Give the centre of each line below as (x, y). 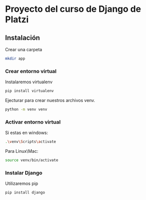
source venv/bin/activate (32, 160)
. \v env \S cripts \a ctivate (31, 142)
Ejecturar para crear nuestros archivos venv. (50, 100)
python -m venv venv (26, 109)
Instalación (23, 38)
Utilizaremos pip (22, 184)
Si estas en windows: (27, 133)
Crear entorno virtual (31, 71)
